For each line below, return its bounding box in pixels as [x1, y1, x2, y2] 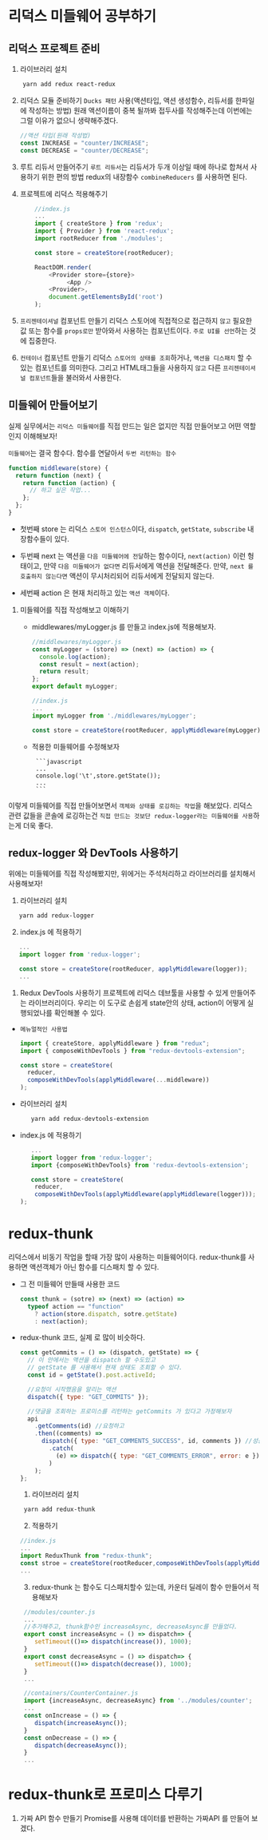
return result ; [38, 668, 90, 676]
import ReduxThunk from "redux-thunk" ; [19, 1552, 153, 1560]
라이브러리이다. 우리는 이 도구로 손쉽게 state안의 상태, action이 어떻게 [28, 998, 246, 1007]
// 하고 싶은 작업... [29, 487, 92, 495]
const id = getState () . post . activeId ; [27, 1371, 156, 1379]
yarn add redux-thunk [23, 1505, 96, 1514]
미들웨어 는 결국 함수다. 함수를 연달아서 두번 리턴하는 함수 [8, 448, 177, 458]
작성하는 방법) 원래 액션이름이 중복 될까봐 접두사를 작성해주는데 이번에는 [28, 105, 253, 115]
